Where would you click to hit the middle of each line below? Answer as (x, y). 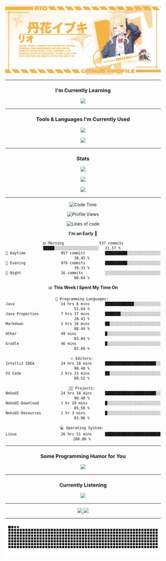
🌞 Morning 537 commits (83, 243)
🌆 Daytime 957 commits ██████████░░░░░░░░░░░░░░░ (83, 253)
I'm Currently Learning (83, 90)
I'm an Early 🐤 (83, 233)
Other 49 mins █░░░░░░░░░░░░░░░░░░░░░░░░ (83, 334)
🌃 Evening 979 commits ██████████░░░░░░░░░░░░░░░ (83, 263)
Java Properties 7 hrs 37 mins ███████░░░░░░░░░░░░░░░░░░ (83, 314)
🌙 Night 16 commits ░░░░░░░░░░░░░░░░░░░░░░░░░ (83, 273)
